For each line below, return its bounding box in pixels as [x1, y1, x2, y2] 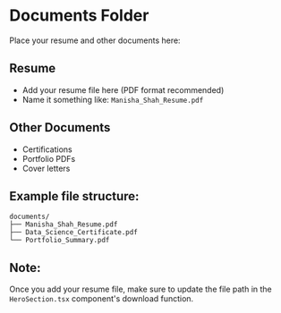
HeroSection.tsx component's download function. [9, 293, 194, 304]
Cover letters [21, 163, 71, 173]
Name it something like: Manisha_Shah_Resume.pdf [21, 94, 204, 105]
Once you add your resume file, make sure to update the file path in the [9, 283, 273, 295]
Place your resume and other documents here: [9, 35, 181, 46]
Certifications [21, 144, 73, 155]
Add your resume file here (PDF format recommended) [21, 84, 225, 95]
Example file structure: [9, 189, 140, 204]
